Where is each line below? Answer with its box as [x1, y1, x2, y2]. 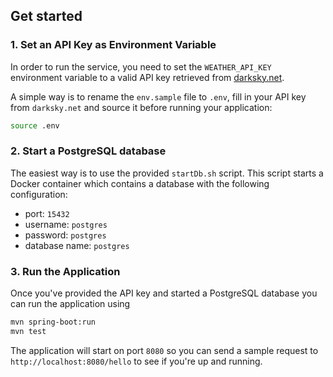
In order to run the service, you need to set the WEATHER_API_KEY [10, 60, 272, 73]
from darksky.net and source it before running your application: [10, 101, 273, 113]
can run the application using [10, 298, 131, 310]
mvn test [10, 327, 47, 337]
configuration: [10, 188, 68, 200]
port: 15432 [24, 207, 70, 219]
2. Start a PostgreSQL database [10, 144, 167, 158]
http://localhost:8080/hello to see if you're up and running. [10, 355, 263, 367]
